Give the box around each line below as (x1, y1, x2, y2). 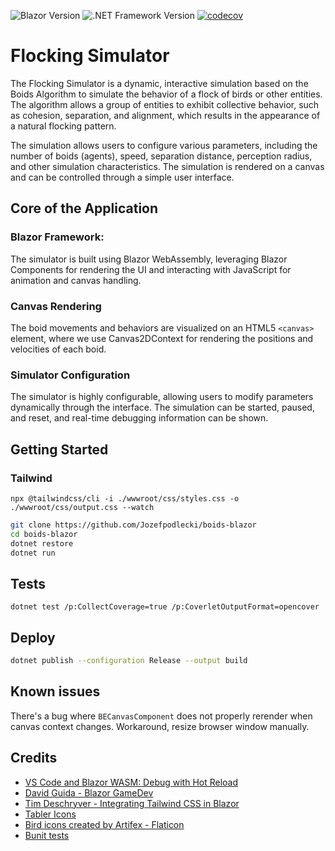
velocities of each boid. (10, 343, 107, 355)
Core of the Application (10, 200, 159, 217)
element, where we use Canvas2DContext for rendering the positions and (10, 332, 314, 344)
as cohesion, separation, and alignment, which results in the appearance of (10, 109, 321, 121)
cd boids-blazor (10, 529, 78, 539)
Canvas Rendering (10, 299, 102, 313)
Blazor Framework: (10, 230, 105, 244)
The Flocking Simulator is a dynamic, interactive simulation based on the (10, 77, 309, 89)
